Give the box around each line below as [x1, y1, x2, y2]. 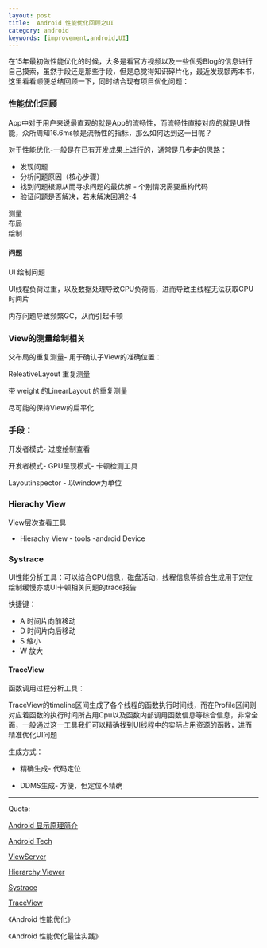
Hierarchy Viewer [8, 868, 65, 877]
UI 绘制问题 [8, 267, 46, 277]
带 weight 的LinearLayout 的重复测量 [8, 387, 128, 396]
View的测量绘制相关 [8, 332, 86, 344]
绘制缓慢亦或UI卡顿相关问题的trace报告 [8, 582, 137, 592]
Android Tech [8, 837, 53, 846]
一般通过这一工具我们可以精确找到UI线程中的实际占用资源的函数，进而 [21, 721, 253, 730]
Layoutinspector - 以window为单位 [8, 478, 122, 488]
